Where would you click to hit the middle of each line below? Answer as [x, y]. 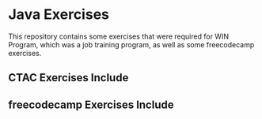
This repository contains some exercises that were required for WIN [119, 36]
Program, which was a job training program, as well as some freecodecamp [131, 44]
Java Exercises [59, 15]
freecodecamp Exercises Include [91, 104]
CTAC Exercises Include [68, 78]
